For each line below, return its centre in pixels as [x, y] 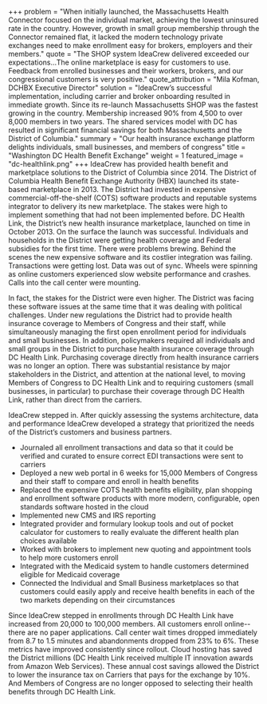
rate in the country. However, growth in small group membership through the [134, 28]
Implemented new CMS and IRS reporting [88, 515]
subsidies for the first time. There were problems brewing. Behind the [122, 249]
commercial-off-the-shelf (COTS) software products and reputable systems [133, 198]
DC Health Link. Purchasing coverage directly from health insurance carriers [133, 357]
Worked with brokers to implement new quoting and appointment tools [135, 549]
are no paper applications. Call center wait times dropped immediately [142, 632]
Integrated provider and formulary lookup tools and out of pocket [126, 524]
